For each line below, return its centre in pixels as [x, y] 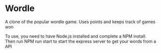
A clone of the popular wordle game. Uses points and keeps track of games [80, 22]
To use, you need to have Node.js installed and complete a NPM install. [76, 36]
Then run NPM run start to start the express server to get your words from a [80, 41]
